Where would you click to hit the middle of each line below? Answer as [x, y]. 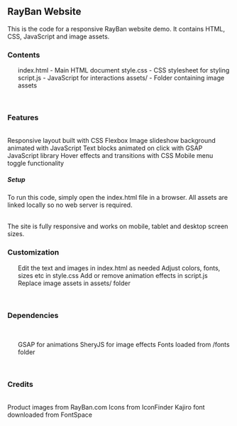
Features [23, 118]
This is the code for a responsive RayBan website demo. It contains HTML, [116, 28]
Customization [33, 252]
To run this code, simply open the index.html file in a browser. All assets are [118, 198]
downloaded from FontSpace [50, 415]
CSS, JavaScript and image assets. [59, 36]
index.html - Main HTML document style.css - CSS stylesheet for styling [123, 70]
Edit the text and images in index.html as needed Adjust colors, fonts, [119, 268]
